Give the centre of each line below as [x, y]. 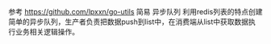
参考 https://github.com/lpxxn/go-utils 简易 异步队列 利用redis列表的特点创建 [135, 12]
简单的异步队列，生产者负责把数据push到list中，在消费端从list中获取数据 [129, 22]
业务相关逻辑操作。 [47, 32]
